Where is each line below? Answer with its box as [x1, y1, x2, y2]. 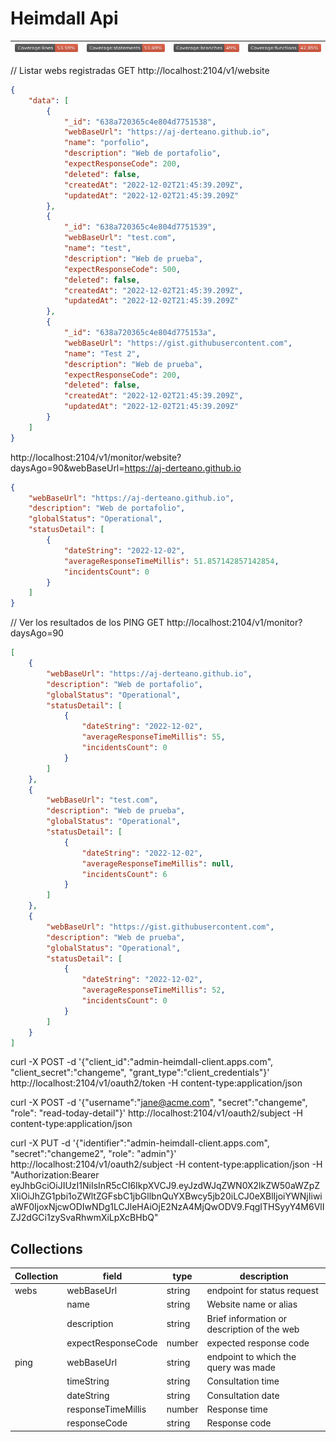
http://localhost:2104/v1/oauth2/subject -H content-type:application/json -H [10, 1158, 323, 1171]
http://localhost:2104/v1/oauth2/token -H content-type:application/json [10, 1077, 303, 1089]
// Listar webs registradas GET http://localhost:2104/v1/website [10, 64, 270, 76]
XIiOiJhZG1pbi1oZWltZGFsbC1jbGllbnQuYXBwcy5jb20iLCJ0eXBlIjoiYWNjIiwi [10, 1190, 323, 1202]
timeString [66, 1375, 110, 1387]
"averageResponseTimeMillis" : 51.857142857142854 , [63, 556, 280, 566]
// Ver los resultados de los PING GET [10, 617, 165, 629]
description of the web [206, 1323, 300, 1335]
